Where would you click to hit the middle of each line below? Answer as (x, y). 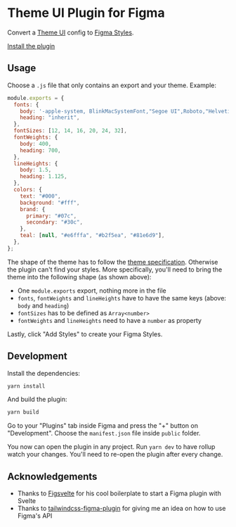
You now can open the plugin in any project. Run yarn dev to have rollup (111, 447)
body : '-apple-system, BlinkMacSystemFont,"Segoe (94, 111)
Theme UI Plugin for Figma (86, 13)
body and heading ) (43, 305)
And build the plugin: (38, 400)
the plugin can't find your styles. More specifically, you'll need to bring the (115, 269)
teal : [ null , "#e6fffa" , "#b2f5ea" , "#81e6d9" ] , (92, 236)
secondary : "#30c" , (54, 222)
